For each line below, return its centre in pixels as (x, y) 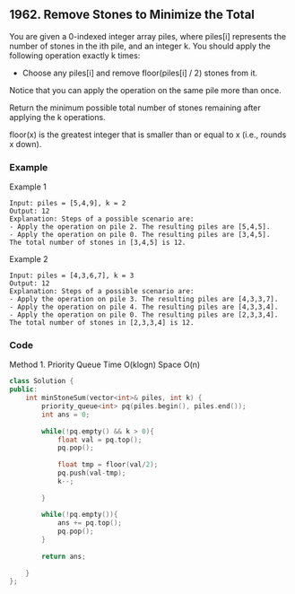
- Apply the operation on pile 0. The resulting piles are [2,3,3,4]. (144, 315)
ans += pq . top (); (90, 523)
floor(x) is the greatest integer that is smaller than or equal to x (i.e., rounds (148, 135)
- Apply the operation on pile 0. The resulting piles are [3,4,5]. (140, 235)
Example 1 (28, 187)
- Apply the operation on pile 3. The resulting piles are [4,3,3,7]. (144, 300)
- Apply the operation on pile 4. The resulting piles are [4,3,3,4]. (144, 307)
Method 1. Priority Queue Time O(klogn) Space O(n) (105, 365)
